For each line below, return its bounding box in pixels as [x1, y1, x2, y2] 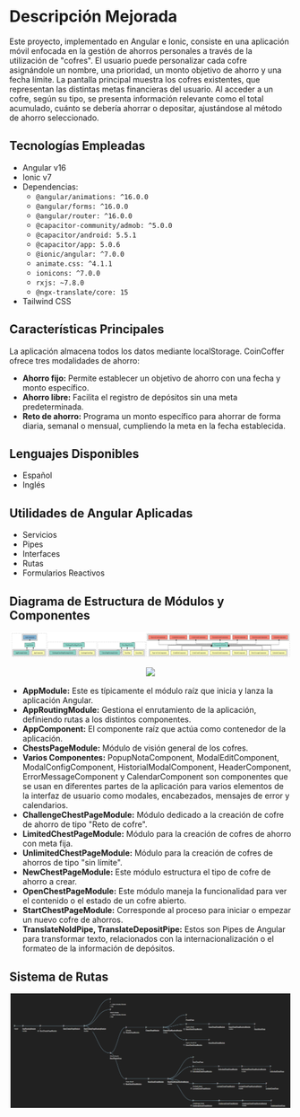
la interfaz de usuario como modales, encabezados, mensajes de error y [21, 790, 290, 801]
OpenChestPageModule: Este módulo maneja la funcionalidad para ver [21, 886, 287, 897]
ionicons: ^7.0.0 [35, 268, 101, 277]
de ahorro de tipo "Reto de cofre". [21, 819, 148, 830]
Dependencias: [21, 181, 79, 192]
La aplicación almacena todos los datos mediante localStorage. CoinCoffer [9, 346, 285, 356]
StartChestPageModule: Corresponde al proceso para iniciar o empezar [21, 905, 291, 916]
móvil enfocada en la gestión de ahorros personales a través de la [9, 45, 253, 56]
